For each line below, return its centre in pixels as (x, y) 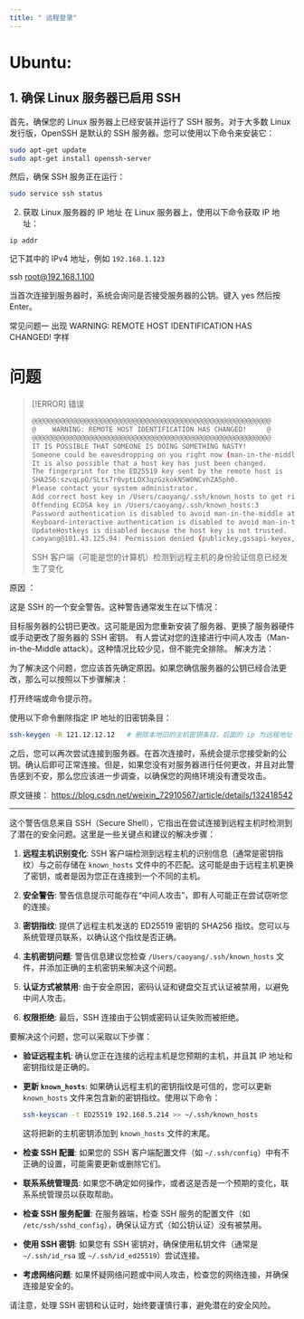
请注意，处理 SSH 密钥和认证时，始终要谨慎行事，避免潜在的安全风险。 (142, 1305)
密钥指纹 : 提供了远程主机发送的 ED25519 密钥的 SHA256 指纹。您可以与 (157, 926)
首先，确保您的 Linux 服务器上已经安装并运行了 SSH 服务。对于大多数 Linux (150, 121)
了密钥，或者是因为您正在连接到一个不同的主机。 (114, 876)
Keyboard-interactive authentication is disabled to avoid (145, 522)
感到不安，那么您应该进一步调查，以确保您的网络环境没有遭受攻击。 (144, 776)
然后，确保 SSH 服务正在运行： (67, 176)
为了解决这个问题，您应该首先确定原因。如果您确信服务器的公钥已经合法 (144, 668)
